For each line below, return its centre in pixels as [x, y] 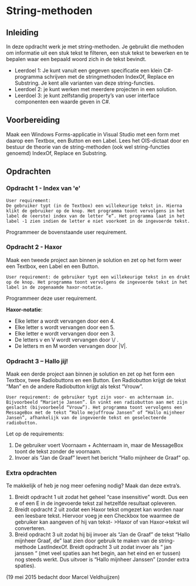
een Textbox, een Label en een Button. [53, 266]
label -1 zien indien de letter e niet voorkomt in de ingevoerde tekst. [98, 221]
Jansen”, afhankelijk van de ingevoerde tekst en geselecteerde [86, 418]
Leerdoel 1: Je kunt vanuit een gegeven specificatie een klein [88, 71]
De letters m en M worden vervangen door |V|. [71, 346]
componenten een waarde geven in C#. [62, 102]
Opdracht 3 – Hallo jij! [37, 361]
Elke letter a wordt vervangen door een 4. [65, 321]
